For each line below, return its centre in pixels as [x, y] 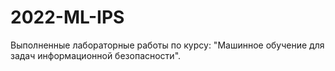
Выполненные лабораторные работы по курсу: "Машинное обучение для [167, 45]
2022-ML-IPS [67, 17]
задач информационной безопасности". [96, 55]
